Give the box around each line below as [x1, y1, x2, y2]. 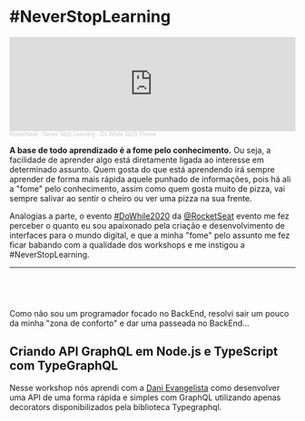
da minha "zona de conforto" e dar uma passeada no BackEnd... [9, 318, 250, 328]
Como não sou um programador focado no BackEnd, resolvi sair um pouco [9, 308, 290, 318]
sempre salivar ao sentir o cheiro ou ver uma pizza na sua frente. [9, 192, 252, 203]
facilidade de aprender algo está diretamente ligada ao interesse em [9, 154, 265, 165]
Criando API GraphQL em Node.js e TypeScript [9, 344, 279, 359]
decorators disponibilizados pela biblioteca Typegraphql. [9, 401, 222, 412]
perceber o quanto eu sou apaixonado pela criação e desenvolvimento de [9, 220, 286, 230]
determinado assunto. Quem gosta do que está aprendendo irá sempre [9, 163, 275, 174]
